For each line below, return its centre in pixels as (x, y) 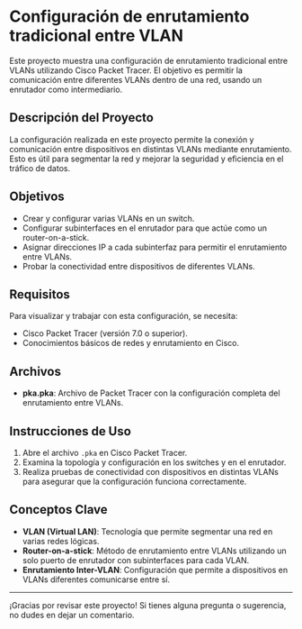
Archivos (35, 371)
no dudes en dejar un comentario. (72, 615)
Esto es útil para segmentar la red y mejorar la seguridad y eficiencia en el (147, 159)
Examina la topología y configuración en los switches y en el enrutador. (154, 462)
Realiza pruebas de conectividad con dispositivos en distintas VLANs (150, 472)
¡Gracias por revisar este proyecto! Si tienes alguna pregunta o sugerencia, (148, 605)
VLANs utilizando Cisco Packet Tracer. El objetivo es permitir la (126, 70)
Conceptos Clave (58, 510)
